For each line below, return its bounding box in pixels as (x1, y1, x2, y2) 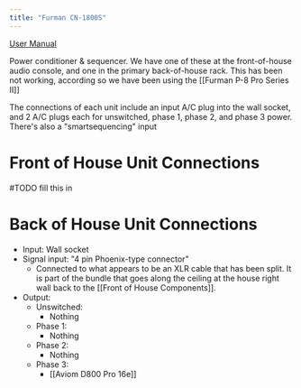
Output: (22, 291, 51, 302)
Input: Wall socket (22, 244, 89, 254)
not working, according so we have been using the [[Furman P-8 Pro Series (9, 74, 290, 86)
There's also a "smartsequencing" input (9, 121, 158, 132)
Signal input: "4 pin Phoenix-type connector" (22, 254, 189, 264)
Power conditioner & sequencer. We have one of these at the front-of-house (9, 55, 293, 66)
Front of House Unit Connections (9, 152, 260, 172)
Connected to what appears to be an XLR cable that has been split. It (35, 263, 292, 273)
